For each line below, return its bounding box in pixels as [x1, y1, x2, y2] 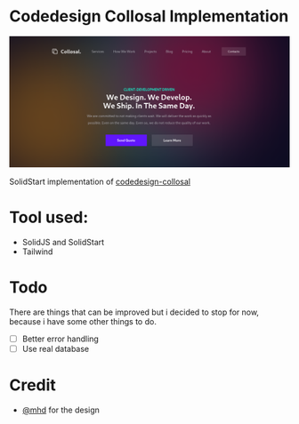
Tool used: [9, 207, 89, 228]
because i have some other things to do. [9, 316, 158, 326]
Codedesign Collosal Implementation [9, 6, 289, 27]
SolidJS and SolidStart [21, 236, 105, 247]
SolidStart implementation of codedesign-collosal [9, 176, 191, 187]
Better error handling [21, 333, 100, 344]
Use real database [21, 343, 90, 354]
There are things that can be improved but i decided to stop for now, [9, 307, 260, 317]
